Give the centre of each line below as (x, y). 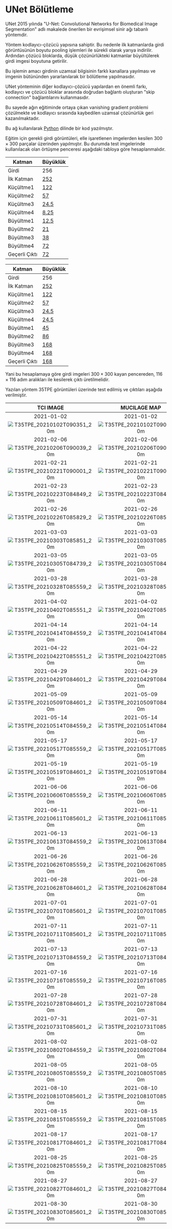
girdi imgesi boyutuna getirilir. (37, 61)
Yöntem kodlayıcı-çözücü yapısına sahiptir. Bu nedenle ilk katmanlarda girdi (85, 44)
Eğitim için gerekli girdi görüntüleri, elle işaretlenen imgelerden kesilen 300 (84, 138)
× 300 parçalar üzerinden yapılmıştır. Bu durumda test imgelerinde (75, 144)
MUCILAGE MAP (141, 408)
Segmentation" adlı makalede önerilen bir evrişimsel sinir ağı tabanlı (77, 29)
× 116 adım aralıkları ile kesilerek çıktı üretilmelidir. (58, 379)
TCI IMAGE (50, 408)
